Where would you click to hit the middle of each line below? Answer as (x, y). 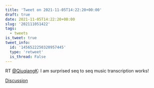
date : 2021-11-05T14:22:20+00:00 (40, 19)
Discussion (17, 80)
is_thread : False (28, 57)
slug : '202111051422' (28, 24)
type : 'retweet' (27, 52)
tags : (11, 29)
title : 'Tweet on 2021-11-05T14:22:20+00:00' (53, 10)
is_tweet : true (21, 38)
